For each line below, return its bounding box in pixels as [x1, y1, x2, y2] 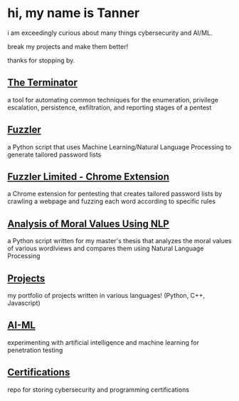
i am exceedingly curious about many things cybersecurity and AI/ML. [7, 28, 213, 37]
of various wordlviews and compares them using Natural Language [7, 244, 204, 253]
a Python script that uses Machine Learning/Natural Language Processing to [7, 142, 232, 151]
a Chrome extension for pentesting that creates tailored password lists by [7, 190, 223, 198]
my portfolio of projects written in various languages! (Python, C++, [7, 292, 206, 299]
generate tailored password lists [7, 150, 102, 159]
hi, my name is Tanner [7, 5, 140, 21]
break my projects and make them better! [7, 42, 129, 50]
